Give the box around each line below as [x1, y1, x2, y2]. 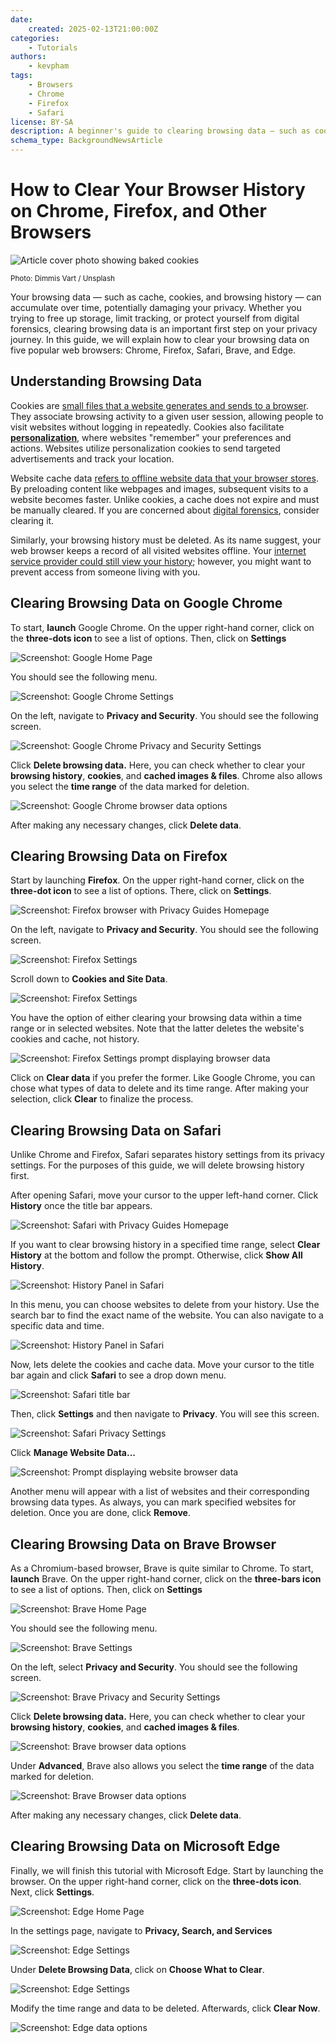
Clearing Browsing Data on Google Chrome [10, 595, 283, 612]
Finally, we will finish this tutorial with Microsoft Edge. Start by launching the [10, 1864, 324, 1876]
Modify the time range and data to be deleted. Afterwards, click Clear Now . [10, 2002, 321, 2014]
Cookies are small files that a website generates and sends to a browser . [10, 399, 309, 411]
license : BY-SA [10, 117, 74, 127]
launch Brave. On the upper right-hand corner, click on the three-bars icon [10, 1573, 322, 1585]
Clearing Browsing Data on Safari [10, 1122, 222, 1139]
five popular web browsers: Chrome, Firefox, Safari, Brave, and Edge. [10, 344, 297, 356]
